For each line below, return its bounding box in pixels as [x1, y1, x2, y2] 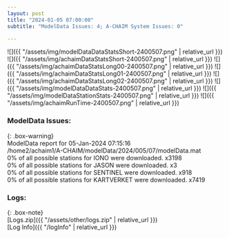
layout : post [7, 10, 45, 17]
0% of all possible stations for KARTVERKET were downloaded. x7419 [7, 175, 206, 184]
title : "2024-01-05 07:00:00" [7, 17, 94, 23]
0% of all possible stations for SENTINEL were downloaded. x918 [7, 168, 192, 176]
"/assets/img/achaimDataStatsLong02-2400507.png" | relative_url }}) [16, 77, 213, 85]
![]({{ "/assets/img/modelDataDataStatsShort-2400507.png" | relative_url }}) [7, 47, 223, 56]
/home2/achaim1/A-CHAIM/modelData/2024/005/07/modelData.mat [7, 146, 201, 155]
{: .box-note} [7, 208, 43, 217]
